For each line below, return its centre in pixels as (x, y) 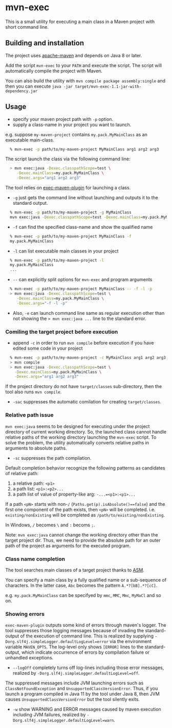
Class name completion (35, 559)
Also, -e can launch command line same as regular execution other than (89, 313)
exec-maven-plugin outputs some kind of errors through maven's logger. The (86, 625)
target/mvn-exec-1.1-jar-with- (108, 87)
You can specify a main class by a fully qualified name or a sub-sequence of (86, 580)
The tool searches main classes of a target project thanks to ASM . (75, 570)
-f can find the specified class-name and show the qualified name (83, 227)
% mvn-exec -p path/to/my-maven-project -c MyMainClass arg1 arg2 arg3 (88, 357)
